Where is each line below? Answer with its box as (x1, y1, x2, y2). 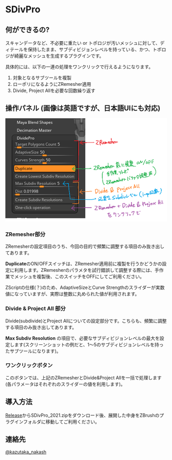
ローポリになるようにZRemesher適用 (12, 81, 91, 87)
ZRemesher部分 (5, 230, 46, 237)
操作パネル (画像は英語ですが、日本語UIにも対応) (5, 104, 161, 113)
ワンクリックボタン (5, 362, 53, 369)
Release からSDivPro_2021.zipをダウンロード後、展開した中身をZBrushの (5, 412, 160, 418)
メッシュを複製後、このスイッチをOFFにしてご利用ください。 (14, 273, 145, 280)
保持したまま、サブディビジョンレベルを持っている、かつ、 (27, 46, 153, 52)
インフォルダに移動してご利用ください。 (14, 418, 100, 425)
